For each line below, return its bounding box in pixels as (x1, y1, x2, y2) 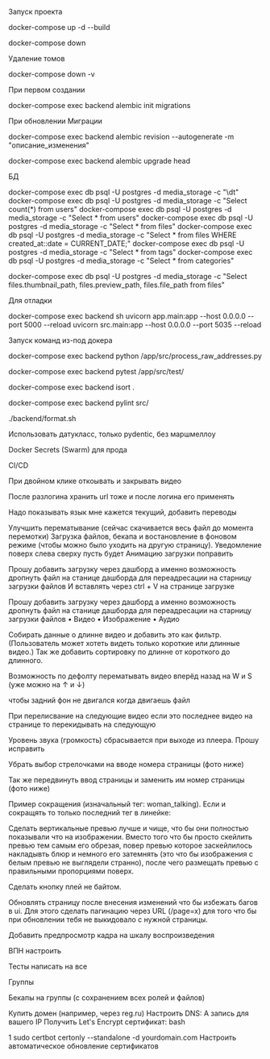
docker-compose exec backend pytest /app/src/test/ (8, 367, 184, 376)
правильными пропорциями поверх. (8, 866, 135, 876)
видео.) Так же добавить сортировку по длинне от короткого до (8, 647, 231, 657)
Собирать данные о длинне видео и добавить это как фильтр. (8, 630, 222, 640)
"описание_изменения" (8, 140, 90, 150)
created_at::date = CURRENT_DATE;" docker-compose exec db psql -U (8, 239, 245, 248)
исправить (8, 744, 45, 753)
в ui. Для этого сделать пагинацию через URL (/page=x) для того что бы (8, 907, 257, 915)
